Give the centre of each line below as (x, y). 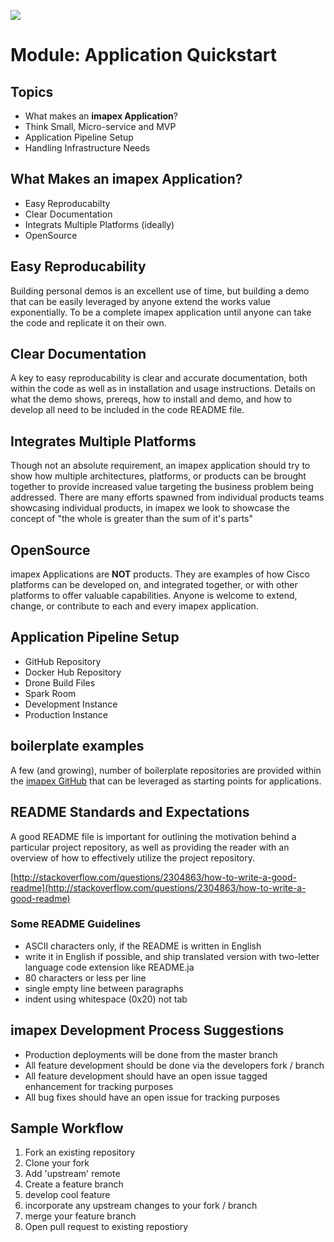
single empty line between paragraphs (104, 988)
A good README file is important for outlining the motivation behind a (153, 836)
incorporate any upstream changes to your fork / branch (141, 1206)
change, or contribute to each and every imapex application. (134, 606)
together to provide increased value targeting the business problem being (162, 487)
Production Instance (66, 714)
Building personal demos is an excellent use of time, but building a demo (160, 291)
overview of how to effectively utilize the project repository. (133, 857)
